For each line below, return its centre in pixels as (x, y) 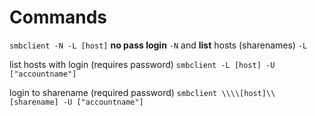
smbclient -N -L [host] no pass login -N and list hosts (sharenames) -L (158, 45)
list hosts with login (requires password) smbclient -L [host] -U (142, 64)
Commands (58, 17)
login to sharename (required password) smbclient (113, 92)
